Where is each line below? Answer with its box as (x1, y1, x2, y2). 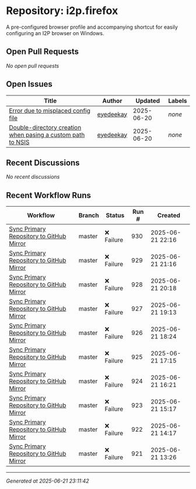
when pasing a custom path (9, 131, 85, 139)
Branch (78, 211, 99, 220)
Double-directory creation (9, 123, 82, 131)
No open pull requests (6, 62, 60, 69)
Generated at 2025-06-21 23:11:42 (6, 477, 89, 484)
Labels (168, 97, 187, 105)
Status (106, 211, 125, 220)
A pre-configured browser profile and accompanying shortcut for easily (6, 23, 178, 30)
